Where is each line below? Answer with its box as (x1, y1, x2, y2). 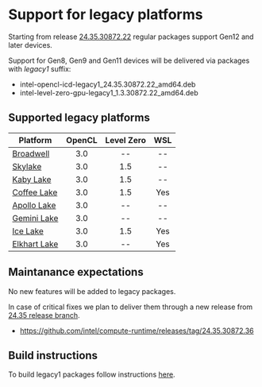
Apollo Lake (12, 199, 56, 211)
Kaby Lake (12, 173, 52, 184)
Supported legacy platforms (8, 111, 151, 125)
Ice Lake (12, 225, 44, 236)
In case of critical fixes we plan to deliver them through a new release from (8, 302, 253, 312)
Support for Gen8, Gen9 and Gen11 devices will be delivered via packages (8, 56, 250, 65)
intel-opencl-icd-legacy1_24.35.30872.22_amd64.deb (19, 79, 196, 89)
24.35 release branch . (8, 310, 80, 319)
